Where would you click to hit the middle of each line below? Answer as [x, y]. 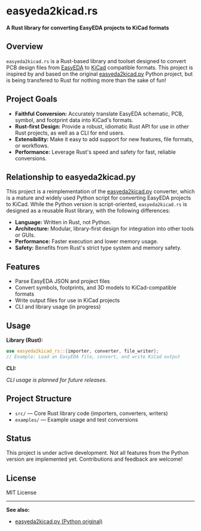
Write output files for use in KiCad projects [67, 300]
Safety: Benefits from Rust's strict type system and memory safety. [98, 248]
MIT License [22, 493]
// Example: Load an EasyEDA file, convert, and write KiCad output [93, 357]
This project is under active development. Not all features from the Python [98, 453]
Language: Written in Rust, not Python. [63, 222]
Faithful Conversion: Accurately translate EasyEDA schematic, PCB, [99, 114]
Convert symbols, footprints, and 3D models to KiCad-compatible [95, 288]
